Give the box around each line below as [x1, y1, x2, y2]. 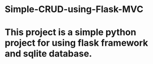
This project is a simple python [5, 27, 137, 38]
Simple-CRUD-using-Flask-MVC [5, 4, 143, 15]
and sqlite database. [5, 48, 92, 59]
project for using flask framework [5, 37, 148, 49]
